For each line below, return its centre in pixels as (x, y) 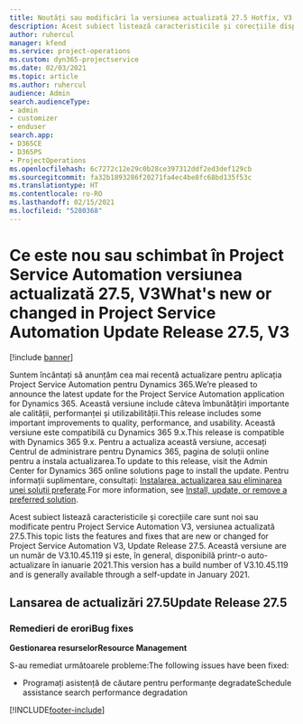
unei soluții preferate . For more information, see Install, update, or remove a (148, 489)
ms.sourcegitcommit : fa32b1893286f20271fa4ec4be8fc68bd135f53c (131, 177)
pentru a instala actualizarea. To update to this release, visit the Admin (138, 460)
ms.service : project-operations (70, 51)
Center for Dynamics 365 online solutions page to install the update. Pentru (149, 470)
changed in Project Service (113, 313)
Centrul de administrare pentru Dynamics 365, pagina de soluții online (139, 451)
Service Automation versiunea (126, 274)
